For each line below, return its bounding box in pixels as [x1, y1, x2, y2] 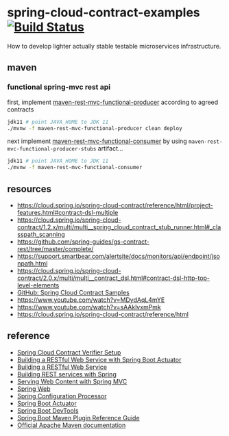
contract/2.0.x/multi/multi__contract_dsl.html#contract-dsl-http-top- [16, 274, 210, 282]
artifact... [97, 144, 123, 153]
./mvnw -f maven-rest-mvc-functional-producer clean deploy [7, 125, 183, 131]
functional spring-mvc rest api [7, 82, 111, 92]
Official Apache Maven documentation [16, 421, 126, 429]
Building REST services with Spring [16, 370, 117, 378]
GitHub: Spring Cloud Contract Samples [16, 288, 130, 296]
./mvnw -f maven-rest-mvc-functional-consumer [7, 164, 143, 171]
